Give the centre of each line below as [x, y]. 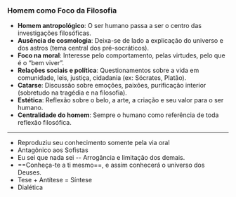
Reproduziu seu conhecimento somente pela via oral [93, 143]
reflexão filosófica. [44, 123]
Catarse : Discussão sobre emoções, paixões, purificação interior [112, 86]
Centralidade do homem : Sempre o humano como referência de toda [118, 115]
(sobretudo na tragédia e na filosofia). [72, 93]
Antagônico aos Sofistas [53, 150]
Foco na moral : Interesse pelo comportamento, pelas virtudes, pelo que [122, 55]
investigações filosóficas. [54, 33]
